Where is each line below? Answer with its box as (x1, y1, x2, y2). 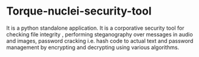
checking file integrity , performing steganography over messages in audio (6, 30, 193, 38)
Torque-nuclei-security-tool (6, 4, 152, 18)
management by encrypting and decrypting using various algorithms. (6, 44, 180, 51)
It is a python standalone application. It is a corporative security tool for (6, 24, 184, 32)
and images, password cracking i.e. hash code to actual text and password (6, 37, 194, 44)
